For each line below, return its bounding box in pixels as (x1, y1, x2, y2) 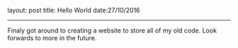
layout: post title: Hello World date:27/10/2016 (7, 6, 140, 14)
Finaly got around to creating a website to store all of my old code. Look (7, 26, 217, 35)
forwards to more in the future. (7, 34, 97, 42)
